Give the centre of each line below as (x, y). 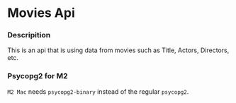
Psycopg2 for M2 (38, 76)
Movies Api (41, 13)
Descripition (29, 35)
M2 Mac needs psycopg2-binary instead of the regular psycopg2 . (98, 91)
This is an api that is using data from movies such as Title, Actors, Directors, (118, 50)
